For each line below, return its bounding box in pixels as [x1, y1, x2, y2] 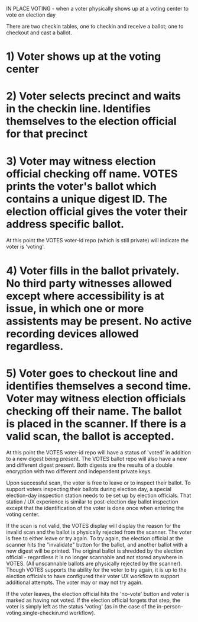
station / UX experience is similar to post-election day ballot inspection [6, 498, 178, 505]
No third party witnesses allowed [6, 277, 173, 290]
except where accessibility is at [6, 289, 164, 303]
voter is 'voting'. [6, 243, 46, 251]
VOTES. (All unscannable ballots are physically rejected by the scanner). [6, 560, 182, 568]
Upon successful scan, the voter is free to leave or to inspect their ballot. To [6, 479, 191, 486]
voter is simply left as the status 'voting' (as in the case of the [6, 603, 156, 610]
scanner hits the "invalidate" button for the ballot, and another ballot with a [6, 541, 188, 549]
